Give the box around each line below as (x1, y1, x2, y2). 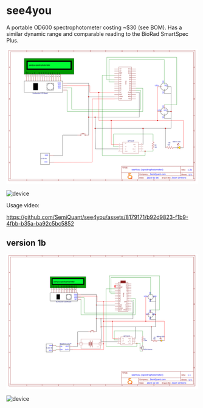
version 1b (6, 238, 46, 248)
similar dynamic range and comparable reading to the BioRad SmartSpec (6, 30, 189, 37)
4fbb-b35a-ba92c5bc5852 (6, 220, 75, 227)
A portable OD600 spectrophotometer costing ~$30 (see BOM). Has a (6, 24, 182, 31)
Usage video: (6, 202, 40, 209)
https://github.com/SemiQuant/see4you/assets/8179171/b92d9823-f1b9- (6, 213, 188, 221)
